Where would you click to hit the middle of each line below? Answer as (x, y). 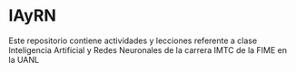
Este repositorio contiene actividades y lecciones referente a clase (133, 40)
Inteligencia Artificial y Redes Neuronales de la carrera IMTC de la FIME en (148, 49)
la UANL (24, 59)
